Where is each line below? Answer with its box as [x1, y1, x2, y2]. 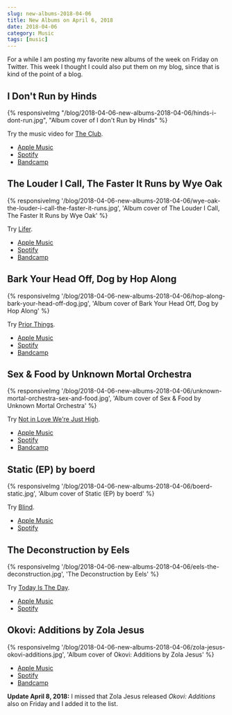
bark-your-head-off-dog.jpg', [7, 299, 91, 307]
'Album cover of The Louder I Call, [122, 203, 220, 212]
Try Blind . [7, 503, 35, 512]
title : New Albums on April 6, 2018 [7, 17, 113, 24]
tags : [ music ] [7, 36, 49, 43]
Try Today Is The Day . [7, 583, 70, 592]
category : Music [7, 29, 54, 37]
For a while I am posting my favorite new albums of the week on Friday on [7, 55, 219, 63]
